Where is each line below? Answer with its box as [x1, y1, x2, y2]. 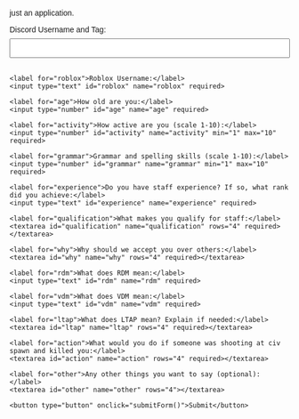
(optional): [216, 370, 262, 379]
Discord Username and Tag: [9, 25, 107, 35]
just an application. [9, 8, 75, 18]
